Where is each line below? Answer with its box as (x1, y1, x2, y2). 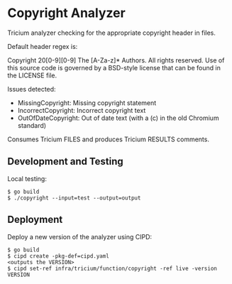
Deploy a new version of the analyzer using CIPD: (7, 232, 153, 241)
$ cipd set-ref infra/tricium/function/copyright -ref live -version (7, 265, 218, 272)
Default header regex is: (7, 42, 78, 50)
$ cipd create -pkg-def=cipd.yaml (7, 252, 110, 260)
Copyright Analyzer (7, 5, 126, 21)
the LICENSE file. (7, 71, 57, 80)
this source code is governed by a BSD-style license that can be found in (7, 63, 221, 72)
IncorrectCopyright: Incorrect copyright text (17, 106, 146, 114)
